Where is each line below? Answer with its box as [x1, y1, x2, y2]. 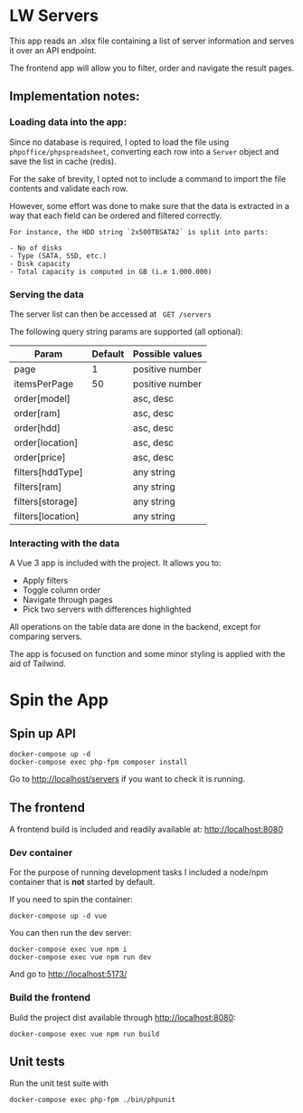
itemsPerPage [14, 377, 74, 390]
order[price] [14, 451, 66, 463]
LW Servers [9, 5, 99, 26]
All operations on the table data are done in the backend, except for [9, 622, 261, 633]
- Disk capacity [9, 259, 71, 268]
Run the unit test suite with [9, 1078, 109, 1089]
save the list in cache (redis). [9, 156, 118, 166]
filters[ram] [14, 480, 62, 493]
